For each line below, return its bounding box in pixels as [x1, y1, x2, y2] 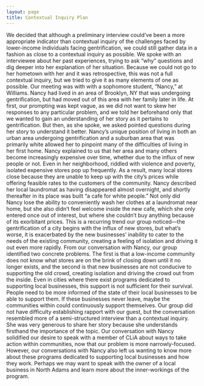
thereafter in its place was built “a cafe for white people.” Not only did [6, 192, 180, 199]
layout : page [6, 8, 39, 15]
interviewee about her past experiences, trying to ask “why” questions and [6, 57, 193, 64]
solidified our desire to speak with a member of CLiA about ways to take [6, 334, 187, 341]
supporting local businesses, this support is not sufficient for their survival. [6, 282, 194, 290]
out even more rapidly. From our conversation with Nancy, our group [6, 244, 177, 251]
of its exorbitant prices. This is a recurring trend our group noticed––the [6, 218, 185, 225]
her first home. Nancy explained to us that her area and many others [6, 147, 177, 155]
